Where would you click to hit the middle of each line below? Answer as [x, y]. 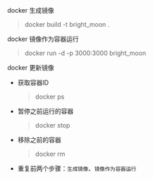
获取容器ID [33, 82]
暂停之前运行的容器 [45, 111]
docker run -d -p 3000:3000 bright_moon [85, 53]
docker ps [50, 97]
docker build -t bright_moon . [67, 24]
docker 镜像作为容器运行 [43, 39]
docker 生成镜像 [31, 10]
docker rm [50, 154]
